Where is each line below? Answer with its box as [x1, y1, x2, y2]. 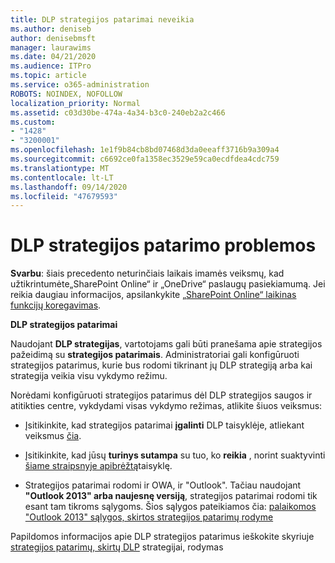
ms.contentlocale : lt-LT [10, 172, 114, 183]
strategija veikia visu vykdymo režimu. [10, 370, 168, 382]
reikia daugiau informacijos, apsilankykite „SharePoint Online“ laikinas [10, 289, 297, 301]
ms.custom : [10, 117, 56, 127]
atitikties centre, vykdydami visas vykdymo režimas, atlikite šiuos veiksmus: [10, 400, 323, 412]
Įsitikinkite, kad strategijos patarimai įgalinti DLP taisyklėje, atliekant [24, 419, 305, 431]
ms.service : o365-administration [10, 80, 150, 90]
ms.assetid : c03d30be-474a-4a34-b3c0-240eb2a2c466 [10, 107, 226, 118]
